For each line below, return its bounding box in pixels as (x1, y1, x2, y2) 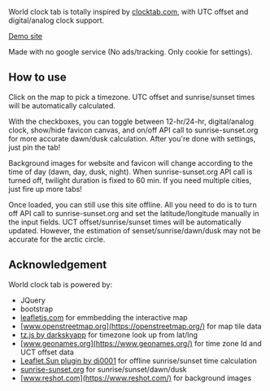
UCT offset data (20, 347, 75, 357)
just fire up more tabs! (8, 184, 83, 193)
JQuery (20, 295, 46, 305)
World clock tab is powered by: (8, 280, 112, 289)
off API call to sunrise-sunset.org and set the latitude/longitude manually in (8, 208, 259, 218)
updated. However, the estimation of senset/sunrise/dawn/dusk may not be (8, 225, 261, 235)
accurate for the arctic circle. (8, 234, 106, 244)
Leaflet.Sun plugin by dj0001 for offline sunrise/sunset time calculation (20, 355, 258, 365)
